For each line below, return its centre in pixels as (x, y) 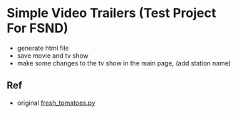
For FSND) (37, 28)
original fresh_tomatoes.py (56, 103)
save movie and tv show (52, 56)
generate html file (43, 48)
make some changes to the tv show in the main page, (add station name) (124, 63)
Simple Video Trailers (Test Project (112, 13)
